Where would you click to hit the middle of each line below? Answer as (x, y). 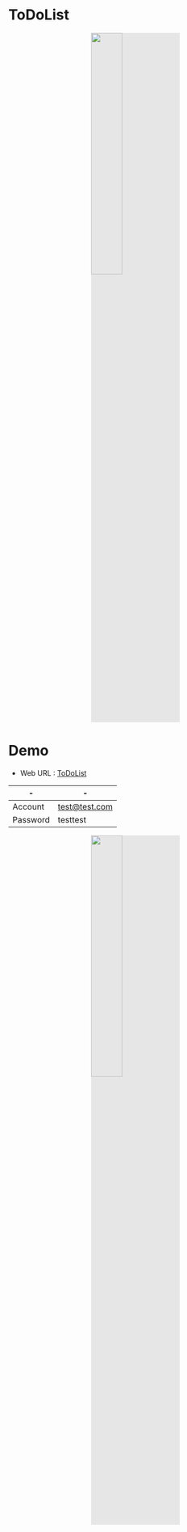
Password (31, 819)
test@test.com (85, 806)
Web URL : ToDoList (53, 772)
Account (29, 806)
